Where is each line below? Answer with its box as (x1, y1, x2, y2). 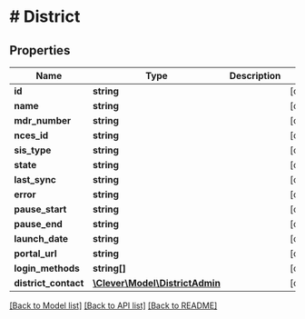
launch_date (14, 233, 69, 244)
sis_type (14, 144, 52, 156)
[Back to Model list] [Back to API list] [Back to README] (9, 300, 218, 311)
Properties (9, 43, 71, 58)
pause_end (14, 218, 64, 230)
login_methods (14, 262, 80, 274)
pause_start (14, 203, 67, 215)
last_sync (14, 174, 57, 185)
